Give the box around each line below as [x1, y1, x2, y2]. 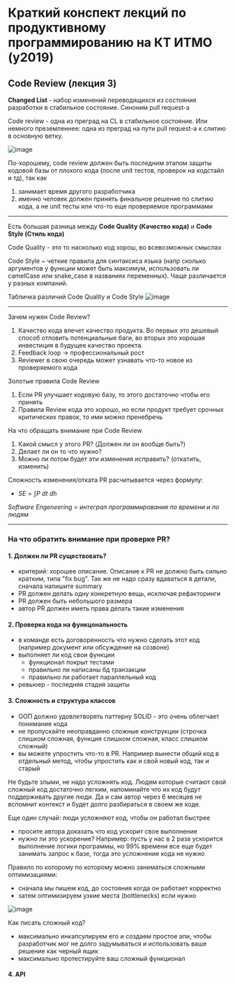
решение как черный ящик [17, 946, 98, 955]
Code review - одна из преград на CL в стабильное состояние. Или [8, 117, 208, 125]
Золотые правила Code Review [8, 377, 100, 385]
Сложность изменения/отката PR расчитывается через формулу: [8, 476, 204, 484]
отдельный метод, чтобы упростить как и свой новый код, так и [17, 757, 210, 765]
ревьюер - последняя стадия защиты [17, 680, 130, 689]
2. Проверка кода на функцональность [8, 620, 128, 629]
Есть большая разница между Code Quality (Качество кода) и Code [8, 222, 212, 230]
